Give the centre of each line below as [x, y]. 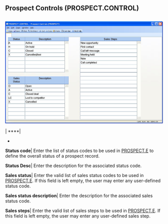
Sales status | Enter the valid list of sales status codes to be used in [74, 175]
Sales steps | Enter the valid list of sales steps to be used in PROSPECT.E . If [83, 211]
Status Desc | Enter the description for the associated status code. [73, 166]
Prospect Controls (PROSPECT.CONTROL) [72, 8]
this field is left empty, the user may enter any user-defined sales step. [78, 216]
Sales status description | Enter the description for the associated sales [79, 196]
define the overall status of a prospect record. [52, 156]
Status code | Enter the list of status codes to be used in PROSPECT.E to [79, 151]
